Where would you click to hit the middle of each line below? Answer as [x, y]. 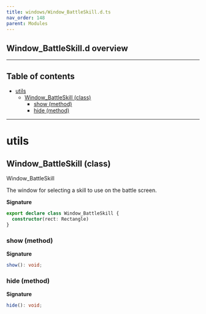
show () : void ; [25, 265]
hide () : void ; [25, 305]
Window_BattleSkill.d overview [67, 48]
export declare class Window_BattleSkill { [63, 213]
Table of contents [40, 76]
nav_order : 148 [26, 18]
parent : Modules [27, 23]
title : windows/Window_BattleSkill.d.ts [59, 12]
